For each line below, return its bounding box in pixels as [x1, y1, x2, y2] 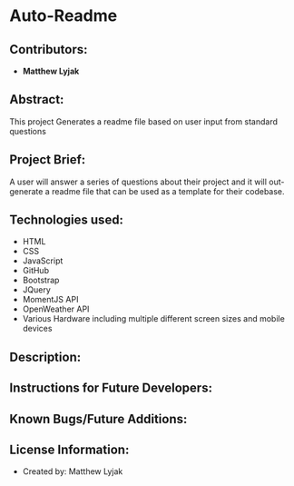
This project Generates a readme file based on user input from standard [9, 115, 279, 127]
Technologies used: [9, 213, 124, 228]
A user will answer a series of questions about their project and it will [9, 176, 268, 187]
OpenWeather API [22, 303, 90, 314]
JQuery [22, 284, 52, 295]
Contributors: [9, 42, 88, 57]
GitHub [22, 265, 50, 276]
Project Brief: [9, 152, 86, 168]
